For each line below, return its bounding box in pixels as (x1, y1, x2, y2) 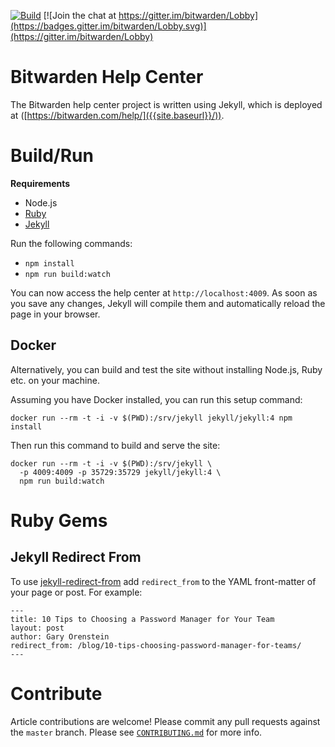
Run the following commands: (10, 237, 133, 249)
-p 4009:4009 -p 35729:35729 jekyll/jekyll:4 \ (19, 467, 222, 477)
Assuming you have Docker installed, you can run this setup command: (10, 393, 303, 405)
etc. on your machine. (10, 374, 100, 386)
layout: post (10, 623, 65, 633)
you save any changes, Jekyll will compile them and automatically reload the (10, 297, 326, 309)
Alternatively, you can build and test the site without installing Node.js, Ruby (10, 363, 323, 375)
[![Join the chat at (43, 10, 117, 21)
